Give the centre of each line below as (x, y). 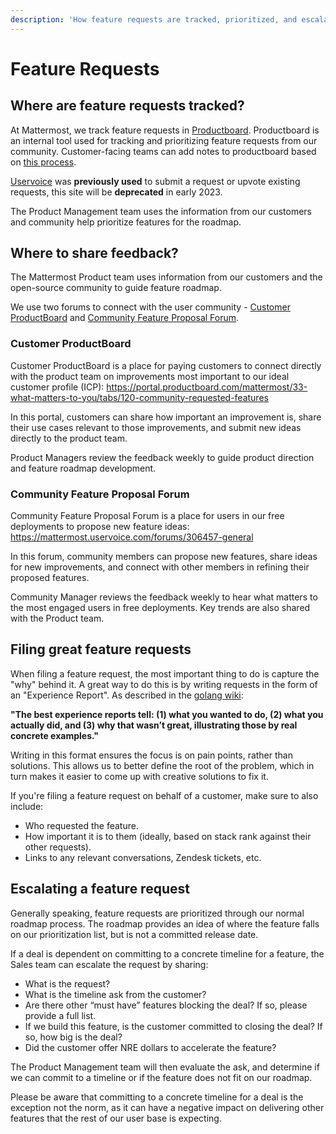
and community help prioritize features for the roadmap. (126, 222)
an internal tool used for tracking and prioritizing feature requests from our (164, 140)
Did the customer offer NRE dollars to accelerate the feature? (150, 1047)
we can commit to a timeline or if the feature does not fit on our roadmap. (161, 1077)
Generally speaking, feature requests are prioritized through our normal (157, 913)
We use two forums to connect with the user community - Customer (150, 307)
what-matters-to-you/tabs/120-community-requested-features (139, 397)
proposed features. (50, 578)
